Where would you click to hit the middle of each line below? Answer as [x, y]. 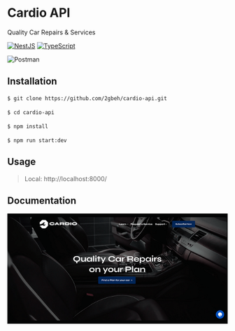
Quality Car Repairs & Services [51, 32]
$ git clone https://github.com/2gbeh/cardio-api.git [87, 98]
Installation [32, 82]
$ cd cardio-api [31, 112]
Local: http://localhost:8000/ [65, 178]
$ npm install [28, 126]
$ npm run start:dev [37, 140]
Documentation [42, 200]
